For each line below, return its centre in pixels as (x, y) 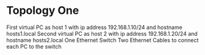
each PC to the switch (34, 47)
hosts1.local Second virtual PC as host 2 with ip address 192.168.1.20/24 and (102, 33)
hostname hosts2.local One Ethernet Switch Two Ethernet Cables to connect (103, 40)
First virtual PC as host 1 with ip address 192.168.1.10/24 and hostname (95, 27)
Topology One (43, 11)
